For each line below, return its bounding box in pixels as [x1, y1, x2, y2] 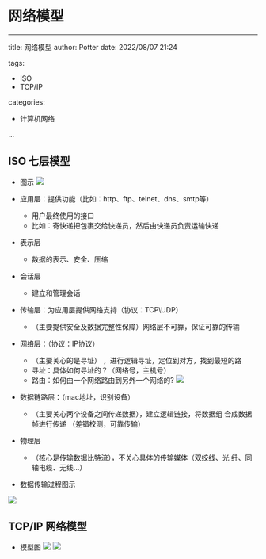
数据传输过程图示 [19, 479, 76, 488]
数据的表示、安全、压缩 [31, 255, 108, 264]
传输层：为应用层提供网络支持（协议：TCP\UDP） [19, 304, 183, 314]
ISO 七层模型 [8, 155, 70, 168]
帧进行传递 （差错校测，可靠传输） [31, 419, 145, 428]
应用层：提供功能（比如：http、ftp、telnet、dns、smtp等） [19, 193, 214, 203]
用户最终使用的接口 [31, 211, 95, 220]
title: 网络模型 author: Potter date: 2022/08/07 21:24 [8, 42, 178, 52]
